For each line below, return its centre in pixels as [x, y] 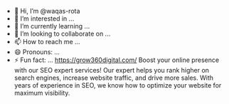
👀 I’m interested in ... [44, 19]
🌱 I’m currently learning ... [52, 26]
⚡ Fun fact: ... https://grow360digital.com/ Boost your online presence [116, 60]
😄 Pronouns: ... [37, 52]
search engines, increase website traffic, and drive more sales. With [114, 78]
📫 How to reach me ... [47, 42]
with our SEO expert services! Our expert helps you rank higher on [112, 70]
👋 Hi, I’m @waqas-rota [47, 11]
